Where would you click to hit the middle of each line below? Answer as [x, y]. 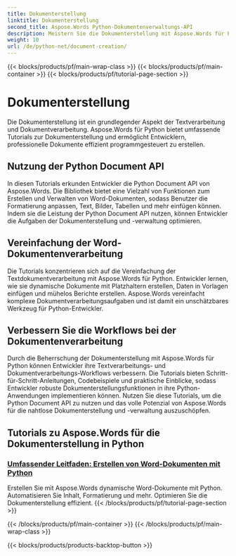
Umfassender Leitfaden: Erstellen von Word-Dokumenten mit [114, 464]
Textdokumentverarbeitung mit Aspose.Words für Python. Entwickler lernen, [118, 278]
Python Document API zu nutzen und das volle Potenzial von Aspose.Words [117, 403]
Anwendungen [28, 396]
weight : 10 [23, 40]
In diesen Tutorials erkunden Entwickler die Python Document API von [109, 183]
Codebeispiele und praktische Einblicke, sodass [147, 381]
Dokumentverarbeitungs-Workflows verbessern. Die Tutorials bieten [106, 373]
